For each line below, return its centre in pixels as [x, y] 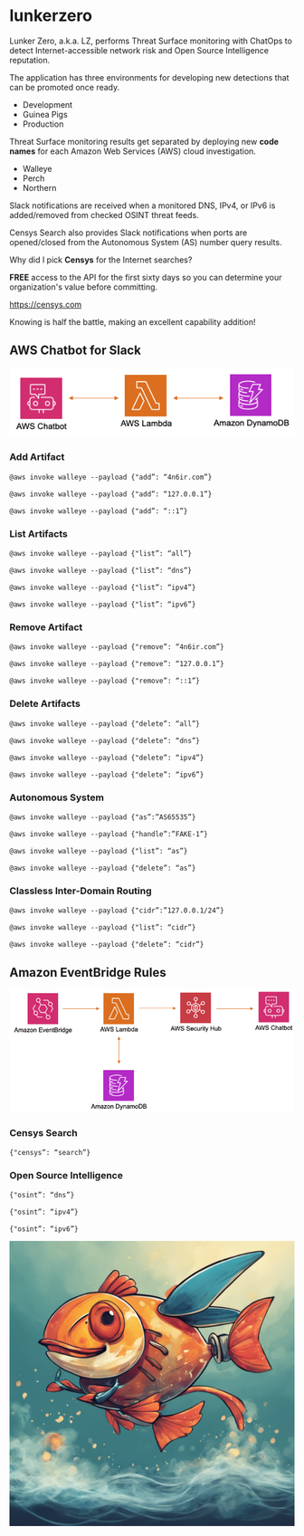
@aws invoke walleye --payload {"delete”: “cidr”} [107, 945]
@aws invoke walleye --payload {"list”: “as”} [99, 851]
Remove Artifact [46, 627]
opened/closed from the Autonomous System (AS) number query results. [146, 242]
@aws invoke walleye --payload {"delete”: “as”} [103, 868]
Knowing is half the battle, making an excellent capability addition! [133, 321]
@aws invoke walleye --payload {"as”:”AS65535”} [103, 817]
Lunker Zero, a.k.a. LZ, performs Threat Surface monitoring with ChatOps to [151, 41]
